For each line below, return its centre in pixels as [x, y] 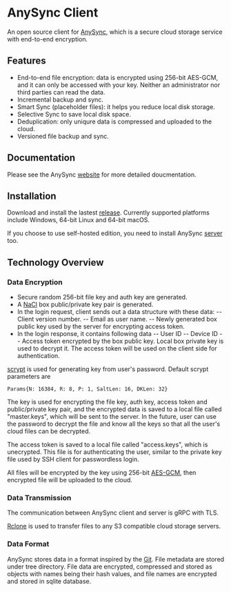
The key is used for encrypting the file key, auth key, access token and [107, 402]
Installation [32, 196]
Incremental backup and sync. [60, 99]
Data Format [28, 544]
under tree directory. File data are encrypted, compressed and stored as [110, 566]
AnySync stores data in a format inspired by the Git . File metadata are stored [116, 559]
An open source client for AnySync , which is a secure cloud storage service [115, 32]
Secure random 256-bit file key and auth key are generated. [102, 297]
